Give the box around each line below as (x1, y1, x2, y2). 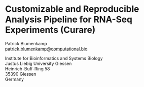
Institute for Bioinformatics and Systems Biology (5, 55, 103, 61)
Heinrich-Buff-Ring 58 (5, 65, 50, 72)
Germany (5, 76, 24, 82)
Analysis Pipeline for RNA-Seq (5, 14, 133, 25)
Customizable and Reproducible (5, 3, 140, 15)
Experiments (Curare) (5, 25, 96, 35)
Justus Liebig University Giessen (5, 60, 72, 66)
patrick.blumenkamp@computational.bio (5, 46, 88, 52)
